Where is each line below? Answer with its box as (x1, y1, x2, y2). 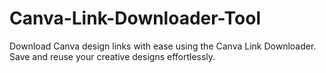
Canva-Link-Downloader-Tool (9, 7, 261, 30)
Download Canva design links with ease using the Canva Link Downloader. (9, 40, 317, 52)
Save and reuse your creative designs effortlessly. (9, 50, 216, 62)
